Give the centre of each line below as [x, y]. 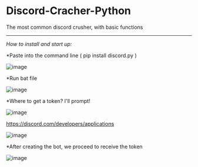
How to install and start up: [39, 44]
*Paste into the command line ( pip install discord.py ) [72, 55]
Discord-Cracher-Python [69, 11]
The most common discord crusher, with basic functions [75, 27]
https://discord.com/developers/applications [60, 123]
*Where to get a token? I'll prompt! [48, 101]
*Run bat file [22, 78]
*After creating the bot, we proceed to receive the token [75, 146]
